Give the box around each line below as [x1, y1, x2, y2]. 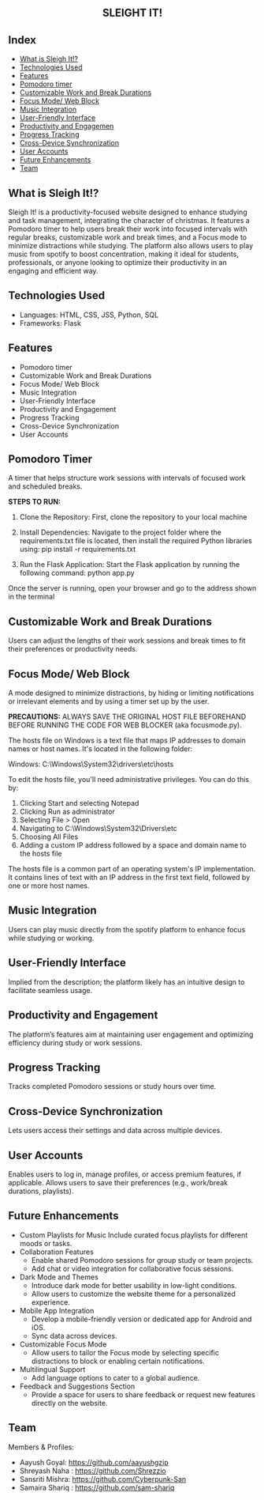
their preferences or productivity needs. [8, 644, 138, 654]
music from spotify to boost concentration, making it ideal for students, [8, 249, 239, 259]
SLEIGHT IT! [102, 6, 163, 20]
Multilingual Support [19, 1364, 86, 1374]
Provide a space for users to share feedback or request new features [31, 1389, 256, 1399]
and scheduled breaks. [8, 482, 83, 491]
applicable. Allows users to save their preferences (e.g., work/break [8, 1177, 229, 1187]
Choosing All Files [19, 832, 79, 841]
